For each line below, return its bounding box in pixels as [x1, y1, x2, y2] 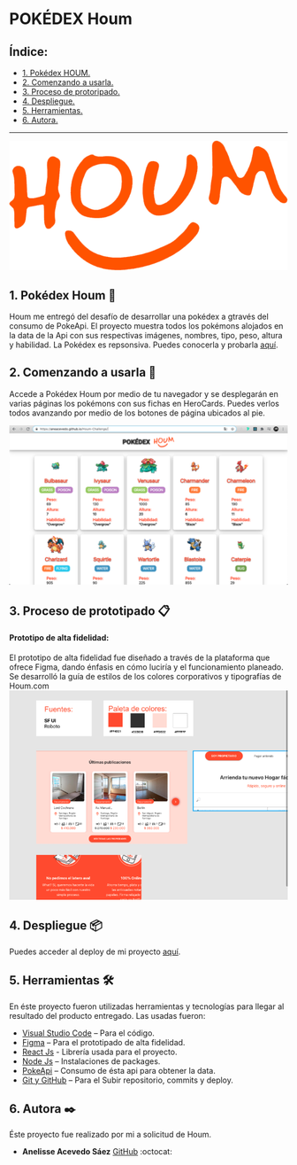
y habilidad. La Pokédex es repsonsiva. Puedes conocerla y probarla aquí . [9, 339, 278, 350]
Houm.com [9, 680, 50, 691]
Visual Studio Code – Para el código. [21, 1028, 155, 1038]
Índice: [9, 44, 49, 59]
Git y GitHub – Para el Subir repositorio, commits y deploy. [21, 1075, 234, 1085]
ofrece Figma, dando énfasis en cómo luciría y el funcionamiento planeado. [9, 661, 285, 672]
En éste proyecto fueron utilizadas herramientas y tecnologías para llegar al [9, 1001, 285, 1012]
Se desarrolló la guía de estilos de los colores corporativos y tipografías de [9, 671, 282, 681]
